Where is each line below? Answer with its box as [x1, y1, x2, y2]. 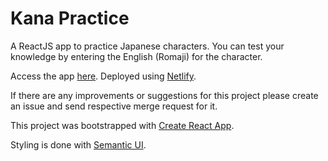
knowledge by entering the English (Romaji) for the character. [10, 50, 263, 62]
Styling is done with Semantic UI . [10, 138, 147, 151]
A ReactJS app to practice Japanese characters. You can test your [10, 40, 285, 52]
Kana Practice [10, 7, 130, 30]
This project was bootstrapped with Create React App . [10, 119, 235, 131]
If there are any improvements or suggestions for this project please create [10, 89, 319, 101]
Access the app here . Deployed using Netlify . [10, 70, 197, 82]
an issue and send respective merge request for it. [10, 100, 218, 112]
